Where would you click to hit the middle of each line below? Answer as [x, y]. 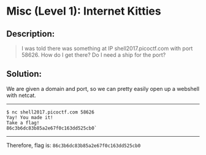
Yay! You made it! [30, 117]
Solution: [24, 74]
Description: [31, 34]
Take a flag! [23, 123]
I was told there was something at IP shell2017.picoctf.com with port [107, 48]
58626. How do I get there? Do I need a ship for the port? [93, 55]
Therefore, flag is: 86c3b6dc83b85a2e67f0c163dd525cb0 [74, 145]
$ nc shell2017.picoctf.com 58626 [51, 112]
